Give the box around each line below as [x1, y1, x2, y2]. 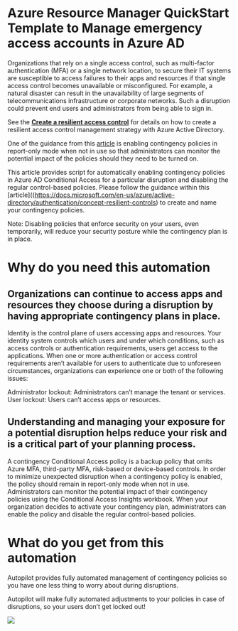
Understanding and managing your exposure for [7, 416, 226, 428]
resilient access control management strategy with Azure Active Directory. [7, 125, 225, 134]
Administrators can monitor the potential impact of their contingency [7, 487, 208, 495]
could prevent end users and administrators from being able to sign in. [7, 104, 213, 112]
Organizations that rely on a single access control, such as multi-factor [7, 58, 215, 67]
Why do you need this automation [7, 259, 211, 276]
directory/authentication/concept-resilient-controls [7, 198, 156, 207]
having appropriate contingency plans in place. [7, 310, 221, 322]
